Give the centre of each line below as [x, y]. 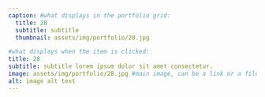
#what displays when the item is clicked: [79, 52]
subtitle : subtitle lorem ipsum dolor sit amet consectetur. [111, 67]
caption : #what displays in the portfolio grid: [90, 15]
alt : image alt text [42, 81]
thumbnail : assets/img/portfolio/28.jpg [82, 37]
